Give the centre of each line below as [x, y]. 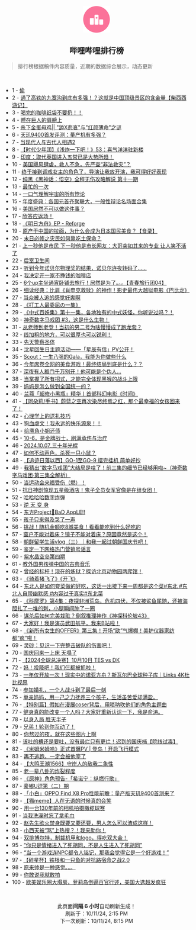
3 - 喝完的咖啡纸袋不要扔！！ [47, 112]
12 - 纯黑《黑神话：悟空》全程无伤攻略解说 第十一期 [75, 179]
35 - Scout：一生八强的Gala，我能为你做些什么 [69, 356]
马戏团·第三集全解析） [44, 475]
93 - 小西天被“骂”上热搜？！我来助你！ [59, 830]
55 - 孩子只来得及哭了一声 [44, 519]
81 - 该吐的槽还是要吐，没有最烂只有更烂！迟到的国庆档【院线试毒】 [95, 741]
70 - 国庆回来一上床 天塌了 [44, 652]
